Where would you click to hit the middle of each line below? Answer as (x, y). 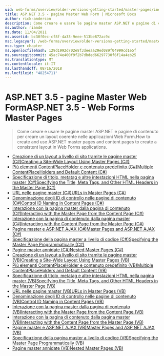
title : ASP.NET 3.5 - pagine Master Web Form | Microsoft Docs (71, 14)
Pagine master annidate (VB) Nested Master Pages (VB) (68, 348)
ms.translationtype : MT (29, 59)
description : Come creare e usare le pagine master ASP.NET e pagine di (81, 23)
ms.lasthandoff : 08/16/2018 (34, 69)
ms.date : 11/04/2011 (26, 32)
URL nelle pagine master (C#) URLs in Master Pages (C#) (69, 193)
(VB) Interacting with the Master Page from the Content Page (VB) (78, 312)
